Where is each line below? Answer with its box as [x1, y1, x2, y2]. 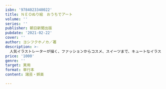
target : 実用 [5, 63, 31, 68]
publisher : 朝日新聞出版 [5, 26, 52, 31]
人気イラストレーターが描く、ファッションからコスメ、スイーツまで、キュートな [9, 49, 151, 54]
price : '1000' [5, 53, 35, 59]
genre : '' [5, 58, 26, 63]
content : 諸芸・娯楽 [5, 72, 44, 77]
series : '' [5, 21, 28, 26]
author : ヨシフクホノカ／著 [5, 40, 57, 45]
